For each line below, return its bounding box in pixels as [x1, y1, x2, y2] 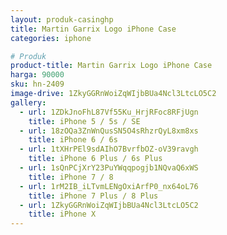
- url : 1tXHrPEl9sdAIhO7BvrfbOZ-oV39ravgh [19, 144, 199, 155]
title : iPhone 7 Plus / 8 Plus [28, 191, 159, 201]
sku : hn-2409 [10, 79, 65, 90]
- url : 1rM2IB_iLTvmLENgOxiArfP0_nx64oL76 [19, 181, 199, 191]
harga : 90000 [10, 70, 65, 80]
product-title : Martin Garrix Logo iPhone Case [10, 61, 213, 71]
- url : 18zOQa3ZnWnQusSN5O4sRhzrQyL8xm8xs [19, 126, 199, 136]
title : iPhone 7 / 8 [28, 172, 114, 182]
